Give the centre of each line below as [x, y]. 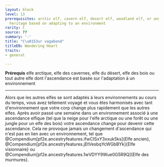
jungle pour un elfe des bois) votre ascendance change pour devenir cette [80, 124]
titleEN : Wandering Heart [31, 46]
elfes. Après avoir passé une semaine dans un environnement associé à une [82, 113]
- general [15, 55]
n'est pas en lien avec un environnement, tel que [54, 134]
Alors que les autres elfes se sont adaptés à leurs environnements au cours [81, 98]
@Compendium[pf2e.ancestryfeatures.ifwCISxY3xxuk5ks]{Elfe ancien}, [78, 139]
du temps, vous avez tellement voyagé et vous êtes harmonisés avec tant [79, 103]
